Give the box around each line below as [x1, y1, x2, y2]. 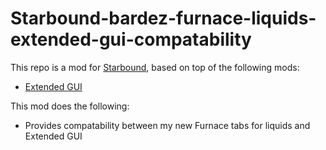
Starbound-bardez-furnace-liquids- [10, 7, 317, 30]
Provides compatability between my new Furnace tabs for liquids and [24, 119, 311, 131]
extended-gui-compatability [10, 28, 252, 51]
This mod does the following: [10, 100, 130, 112]
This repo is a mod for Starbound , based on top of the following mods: [10, 61, 300, 73]
